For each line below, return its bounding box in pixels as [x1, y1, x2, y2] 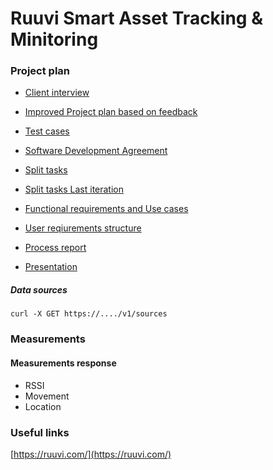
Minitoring [10, 28, 99, 51]
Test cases [24, 125, 70, 137]
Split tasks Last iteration [24, 183, 125, 196]
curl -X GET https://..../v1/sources [10, 309, 168, 319]
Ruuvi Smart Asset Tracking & [10, 7, 264, 30]
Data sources [10, 284, 68, 296]
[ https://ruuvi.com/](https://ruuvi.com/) [10, 448, 172, 460]
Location [24, 400, 62, 412]
